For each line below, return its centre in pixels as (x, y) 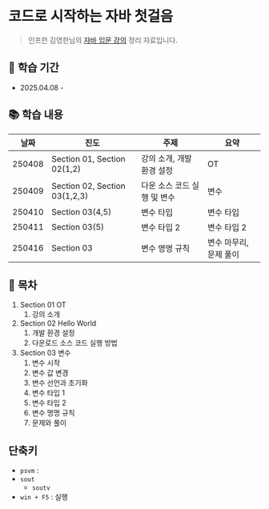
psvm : (29, 471)
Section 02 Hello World (58, 323)
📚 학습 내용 (36, 115)
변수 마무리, (229, 242)
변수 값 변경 (50, 373)
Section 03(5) (78, 226)
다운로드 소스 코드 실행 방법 (74, 343)
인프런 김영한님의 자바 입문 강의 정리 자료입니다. (102, 40)
